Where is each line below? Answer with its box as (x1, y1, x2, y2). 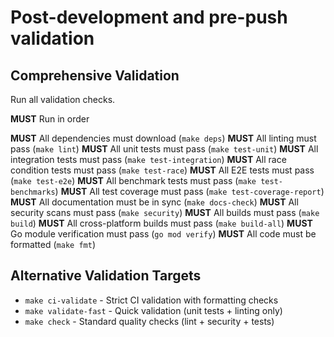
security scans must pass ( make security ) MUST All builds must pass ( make (10, 207, 320, 218)
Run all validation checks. (10, 94, 116, 105)
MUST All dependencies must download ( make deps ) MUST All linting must (10, 132, 317, 144)
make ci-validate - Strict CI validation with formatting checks (24, 294, 279, 306)
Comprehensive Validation (10, 67, 180, 84)
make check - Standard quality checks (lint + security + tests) (24, 315, 275, 327)
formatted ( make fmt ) (10, 239, 96, 250)
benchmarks (10, 187, 56, 197)
